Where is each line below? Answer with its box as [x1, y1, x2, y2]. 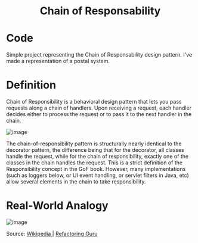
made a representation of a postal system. [6, 58, 110, 65]
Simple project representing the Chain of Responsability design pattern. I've [6, 51, 193, 58]
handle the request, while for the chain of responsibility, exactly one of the [6, 153, 189, 160]
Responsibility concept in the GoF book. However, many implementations [6, 166, 186, 173]
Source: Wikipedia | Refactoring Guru [6, 230, 98, 237]
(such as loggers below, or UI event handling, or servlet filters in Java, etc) [6, 172, 189, 179]
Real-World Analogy [6, 199, 109, 213]
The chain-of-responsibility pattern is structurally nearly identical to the [6, 140, 182, 147]
